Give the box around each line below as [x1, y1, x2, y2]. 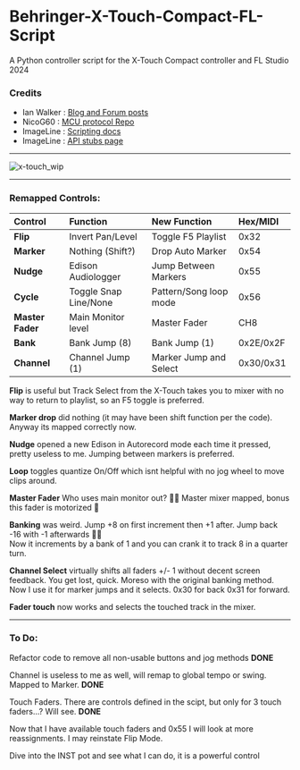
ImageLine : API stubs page [21, 136, 123, 147]
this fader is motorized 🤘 [9, 502, 100, 512]
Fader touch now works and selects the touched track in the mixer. [9, 601, 256, 612]
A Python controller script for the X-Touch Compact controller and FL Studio [9, 55, 289, 65]
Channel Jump [69, 351, 131, 363]
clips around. [9, 475, 58, 486]
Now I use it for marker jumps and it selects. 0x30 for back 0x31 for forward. [9, 584, 290, 595]
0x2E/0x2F [237, 336, 286, 349]
